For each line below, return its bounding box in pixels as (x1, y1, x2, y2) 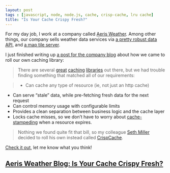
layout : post (5, 7, 33, 13)
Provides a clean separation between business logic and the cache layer (12, 108, 165, 115)
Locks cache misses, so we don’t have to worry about (12, 114, 126, 120)
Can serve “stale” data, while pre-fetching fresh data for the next (12, 92, 149, 98)
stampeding (12, 119, 38, 126)
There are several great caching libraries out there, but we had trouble (17, 67, 165, 73)
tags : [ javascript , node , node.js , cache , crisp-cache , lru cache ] (5, 12, 154, 17)
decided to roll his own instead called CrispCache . (17, 135, 124, 141)
